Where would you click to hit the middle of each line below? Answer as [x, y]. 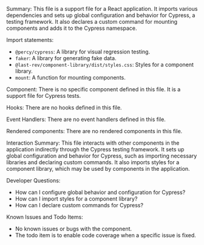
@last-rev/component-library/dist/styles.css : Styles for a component [104, 64]
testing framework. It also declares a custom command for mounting [92, 22]
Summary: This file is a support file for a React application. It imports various [102, 9]
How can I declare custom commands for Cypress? [79, 205]
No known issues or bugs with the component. [73, 229]
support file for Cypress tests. [44, 96]
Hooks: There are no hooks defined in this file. [64, 108]
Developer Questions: [33, 181]
